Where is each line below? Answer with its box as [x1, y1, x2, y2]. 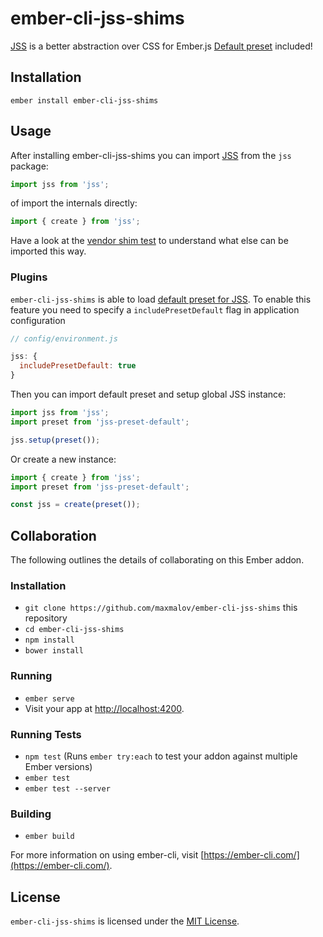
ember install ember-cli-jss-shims [10, 95, 159, 106]
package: [10, 160, 49, 172]
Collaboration [10, 527, 97, 544]
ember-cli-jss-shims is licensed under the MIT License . [10, 915, 240, 927]
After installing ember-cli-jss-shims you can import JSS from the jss [10, 149, 292, 161]
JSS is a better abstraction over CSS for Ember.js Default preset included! [10, 40, 313, 52]
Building [10, 807, 52, 821]
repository [24, 612, 68, 624]
